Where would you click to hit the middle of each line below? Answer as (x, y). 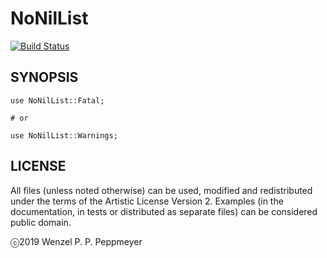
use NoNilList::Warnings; (64, 135)
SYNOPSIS (44, 77)
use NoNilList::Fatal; (57, 100)
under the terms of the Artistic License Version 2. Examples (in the (147, 201)
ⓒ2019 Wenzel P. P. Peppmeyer (76, 241)
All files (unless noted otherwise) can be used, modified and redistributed (161, 190)
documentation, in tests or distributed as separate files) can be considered (164, 211)
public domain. (41, 222)
